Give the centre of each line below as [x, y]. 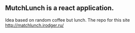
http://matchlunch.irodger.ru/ [34, 25]
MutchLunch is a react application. [60, 8]
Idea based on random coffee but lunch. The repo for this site [67, 20]
